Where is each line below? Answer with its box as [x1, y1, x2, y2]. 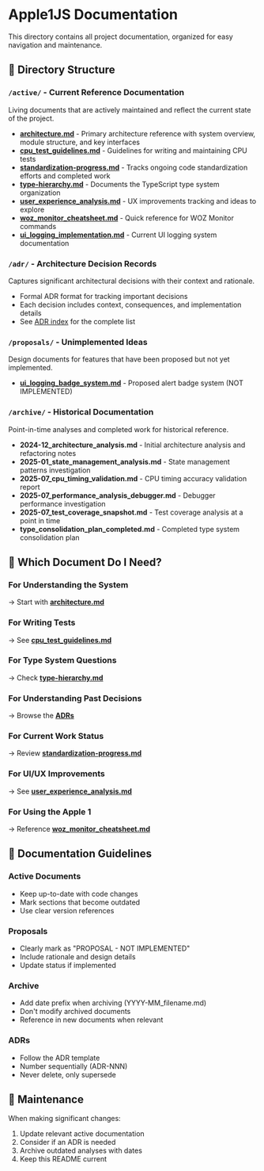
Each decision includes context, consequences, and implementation [19, 300, 242, 309]
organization [19, 188, 61, 197]
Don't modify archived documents [19, 1007, 131, 1016]
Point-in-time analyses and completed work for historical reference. [8, 424, 229, 434]
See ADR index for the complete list [19, 316, 136, 326]
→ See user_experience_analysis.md [8, 786, 133, 796]
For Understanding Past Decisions [8, 692, 142, 703]
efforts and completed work [19, 170, 111, 180]
